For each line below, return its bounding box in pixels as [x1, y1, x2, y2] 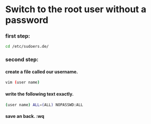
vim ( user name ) [5, 80, 40, 85]
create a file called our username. [5, 69, 78, 75]
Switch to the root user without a [5, 4, 146, 15]
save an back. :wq [5, 113, 44, 119]
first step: [5, 33, 31, 40]
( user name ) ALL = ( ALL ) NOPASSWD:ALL [5, 102, 83, 107]
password [5, 14, 48, 26]
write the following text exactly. [5, 90, 74, 97]
